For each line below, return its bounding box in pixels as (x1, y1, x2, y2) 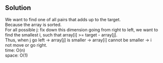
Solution (5, 4, 31, 12)
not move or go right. (5, 42, 48, 48)
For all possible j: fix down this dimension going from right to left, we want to (5, 26, 158, 33)
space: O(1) (5, 52, 28, 58)
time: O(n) (5, 47, 25, 53)
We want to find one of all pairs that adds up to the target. (5, 16, 121, 22)
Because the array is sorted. (5, 22, 62, 27)
